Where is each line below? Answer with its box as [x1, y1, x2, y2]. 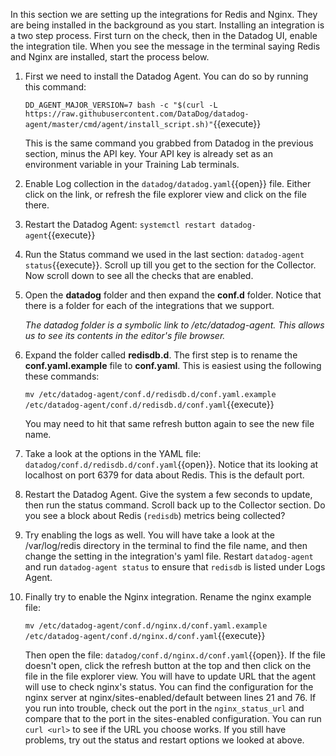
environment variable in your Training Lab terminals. [24, 159, 240, 170]
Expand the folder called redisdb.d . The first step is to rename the [24, 349, 298, 361]
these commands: [24, 370, 100, 382]
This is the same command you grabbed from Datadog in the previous [24, 137, 314, 149]
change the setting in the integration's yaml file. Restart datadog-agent [24, 550, 314, 562]
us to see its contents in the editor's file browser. [24, 330, 226, 341]
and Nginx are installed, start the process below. [10, 51, 210, 63]
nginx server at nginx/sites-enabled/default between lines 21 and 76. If [24, 692, 317, 703]
